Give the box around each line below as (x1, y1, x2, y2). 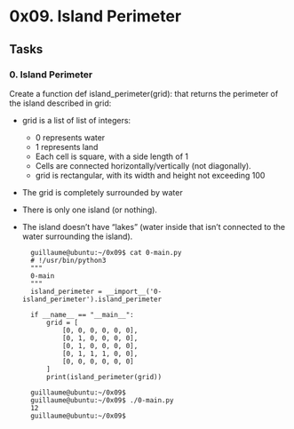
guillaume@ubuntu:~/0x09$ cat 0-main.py (30, 248, 182, 257)
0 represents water (35, 131, 106, 143)
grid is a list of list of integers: (21, 115, 131, 125)
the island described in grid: (9, 98, 112, 108)
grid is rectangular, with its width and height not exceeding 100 (35, 170, 266, 180)
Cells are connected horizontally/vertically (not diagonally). (35, 160, 251, 171)
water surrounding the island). (21, 231, 133, 242)
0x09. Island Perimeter (9, 6, 182, 27)
